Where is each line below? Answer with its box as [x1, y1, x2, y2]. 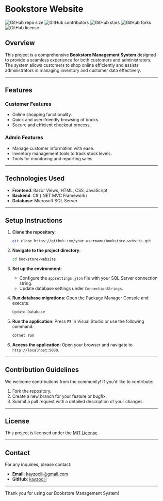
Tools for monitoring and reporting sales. [12, 155, 94, 161]
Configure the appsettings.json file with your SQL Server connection [19, 275, 158, 281]
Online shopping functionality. [12, 112, 72, 117]
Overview [5, 39, 35, 47]
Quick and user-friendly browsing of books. [12, 117, 99, 123]
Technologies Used [5, 174, 65, 183]
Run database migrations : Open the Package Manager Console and [12, 295, 149, 301]
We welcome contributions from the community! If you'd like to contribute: [5, 379, 154, 385]
